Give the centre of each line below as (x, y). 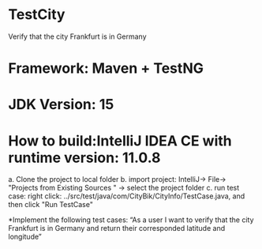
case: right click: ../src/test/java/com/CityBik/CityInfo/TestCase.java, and (127, 196)
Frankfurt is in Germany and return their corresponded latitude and (117, 228)
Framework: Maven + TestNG (106, 68)
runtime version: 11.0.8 (84, 158)
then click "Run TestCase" (51, 205)
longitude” (25, 237)
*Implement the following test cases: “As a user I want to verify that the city (131, 220)
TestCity (37, 15)
